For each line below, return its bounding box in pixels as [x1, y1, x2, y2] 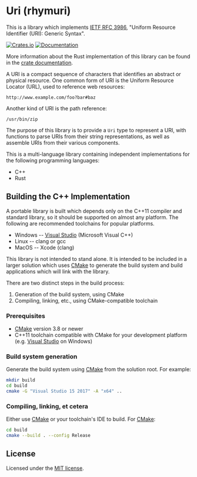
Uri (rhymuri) [6, 4, 71, 18]
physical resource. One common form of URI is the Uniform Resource [6, 77, 174, 84]
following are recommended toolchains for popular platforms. [6, 220, 155, 227]
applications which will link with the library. [6, 267, 110, 275]
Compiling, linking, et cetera [6, 402, 88, 410]
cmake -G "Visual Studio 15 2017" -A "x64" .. [6, 388, 122, 394]
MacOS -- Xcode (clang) [14, 244, 75, 251]
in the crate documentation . [6, 59, 74, 66]
